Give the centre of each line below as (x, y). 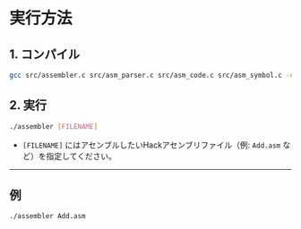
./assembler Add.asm (48, 216)
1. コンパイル (45, 54)
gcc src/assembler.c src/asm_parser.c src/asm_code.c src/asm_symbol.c (146, 75)
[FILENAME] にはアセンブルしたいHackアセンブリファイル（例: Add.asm (151, 145)
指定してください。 (81, 156)
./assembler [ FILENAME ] (54, 126)
